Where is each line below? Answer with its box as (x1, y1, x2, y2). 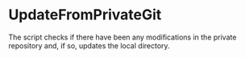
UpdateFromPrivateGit (8, 6, 162, 24)
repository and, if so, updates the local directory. (8, 40, 171, 50)
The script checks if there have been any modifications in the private (8, 32, 237, 42)
